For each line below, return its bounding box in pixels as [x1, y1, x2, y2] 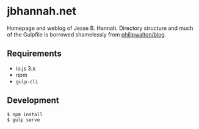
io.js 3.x [15, 64, 36, 72]
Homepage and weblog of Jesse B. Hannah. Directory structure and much [7, 24, 194, 32]
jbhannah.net [7, 4, 77, 18]
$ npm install [7, 111, 43, 117]
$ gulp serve [7, 117, 40, 123]
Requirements [7, 49, 62, 59]
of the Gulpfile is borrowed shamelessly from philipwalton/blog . [7, 30, 167, 38]
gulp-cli [15, 78, 38, 85]
